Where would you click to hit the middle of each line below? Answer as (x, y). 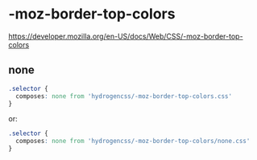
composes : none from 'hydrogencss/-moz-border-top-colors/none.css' (133, 142)
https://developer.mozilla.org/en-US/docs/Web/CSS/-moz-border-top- (126, 36)
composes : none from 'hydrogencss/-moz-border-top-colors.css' (124, 96)
